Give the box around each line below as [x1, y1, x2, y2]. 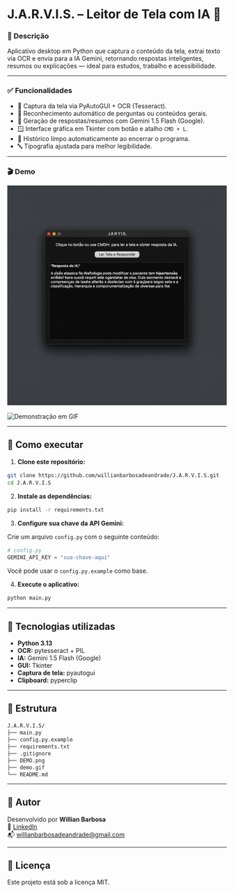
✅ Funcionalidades [7, 86, 72, 96]
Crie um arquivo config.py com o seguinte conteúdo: [7, 532, 160, 541]
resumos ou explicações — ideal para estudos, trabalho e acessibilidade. [7, 62, 217, 70]
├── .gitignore [7, 750, 52, 757]
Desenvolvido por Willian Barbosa [7, 815, 107, 823]
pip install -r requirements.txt [7, 506, 104, 513]
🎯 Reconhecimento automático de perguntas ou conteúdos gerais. [17, 109, 208, 117]
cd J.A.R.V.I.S [7, 479, 52, 486]
